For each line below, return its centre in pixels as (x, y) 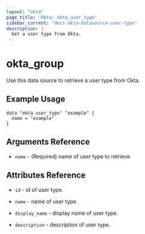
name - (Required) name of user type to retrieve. (73, 156)
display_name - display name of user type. (66, 213)
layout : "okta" (25, 12)
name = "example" (33, 118)
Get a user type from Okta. (47, 34)
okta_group (35, 64)
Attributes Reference (46, 175)
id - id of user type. (39, 190)
